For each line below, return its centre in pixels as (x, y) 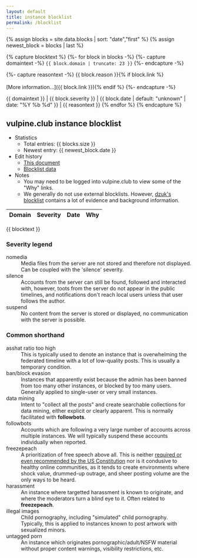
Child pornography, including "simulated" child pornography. (94, 517)
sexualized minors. (44, 530)
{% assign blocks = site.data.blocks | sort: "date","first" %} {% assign (90, 40)
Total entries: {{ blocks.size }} (59, 144)
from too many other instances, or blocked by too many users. (96, 385)
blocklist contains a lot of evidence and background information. (101, 201)
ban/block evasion (29, 373)
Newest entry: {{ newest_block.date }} (70, 150)
